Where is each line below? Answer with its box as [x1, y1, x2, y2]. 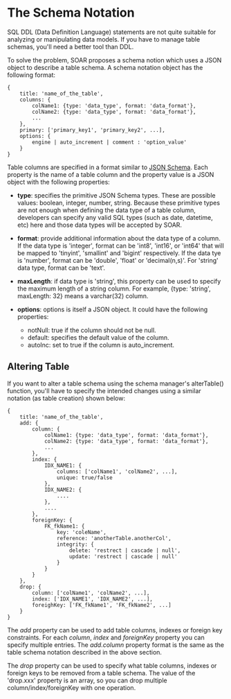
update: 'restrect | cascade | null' [68, 553, 178, 560]
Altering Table [7, 361, 70, 372]
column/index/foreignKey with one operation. [7, 683, 136, 691]
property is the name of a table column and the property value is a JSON [7, 170, 214, 178]
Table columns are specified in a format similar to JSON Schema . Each [7, 163, 209, 171]
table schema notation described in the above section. [7, 648, 163, 656]
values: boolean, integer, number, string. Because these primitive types [17, 198, 220, 207]
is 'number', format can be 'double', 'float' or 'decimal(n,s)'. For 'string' [17, 256, 219, 264]
